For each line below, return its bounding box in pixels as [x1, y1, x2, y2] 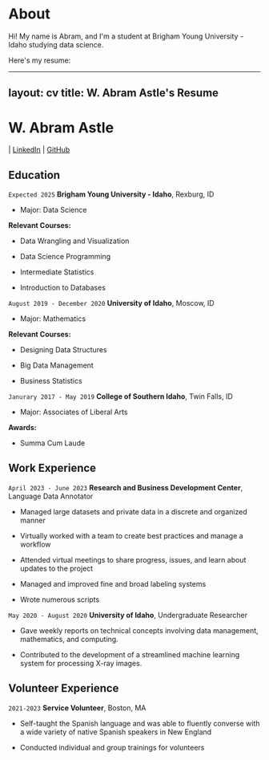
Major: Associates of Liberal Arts [19, 407, 128, 417]
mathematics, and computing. [19, 634, 118, 644]
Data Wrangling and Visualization [19, 236, 130, 246]
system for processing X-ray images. [19, 658, 143, 668]
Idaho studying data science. [8, 39, 104, 49]
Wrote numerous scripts [19, 595, 100, 604]
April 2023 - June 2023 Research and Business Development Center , [8, 482, 243, 492]
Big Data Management [19, 360, 94, 370]
